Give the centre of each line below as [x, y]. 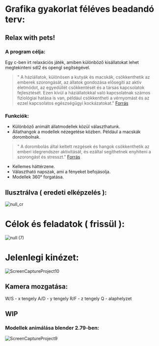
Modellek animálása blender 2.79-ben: [52, 328]
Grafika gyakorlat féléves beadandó [80, 9]
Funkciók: [17, 115]
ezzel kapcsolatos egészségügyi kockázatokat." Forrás [73, 103]
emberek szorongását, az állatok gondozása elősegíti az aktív [79, 82]
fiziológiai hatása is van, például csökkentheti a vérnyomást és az [83, 98]
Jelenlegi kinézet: [42, 258]
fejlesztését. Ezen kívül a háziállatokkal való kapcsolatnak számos [84, 92]
